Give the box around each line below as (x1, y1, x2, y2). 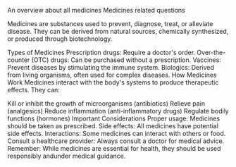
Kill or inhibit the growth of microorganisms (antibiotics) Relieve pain (7, 99, 206, 108)
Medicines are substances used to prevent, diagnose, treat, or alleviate (7, 20, 213, 27)
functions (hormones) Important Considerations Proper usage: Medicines (7, 114, 221, 123)
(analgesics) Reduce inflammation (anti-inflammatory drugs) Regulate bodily (7, 107, 229, 115)
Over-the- (197, 49, 226, 56)
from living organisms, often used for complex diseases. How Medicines (7, 70, 217, 79)
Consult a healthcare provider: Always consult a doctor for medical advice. (7, 137, 225, 145)
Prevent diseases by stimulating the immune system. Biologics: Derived (7, 63, 215, 71)
